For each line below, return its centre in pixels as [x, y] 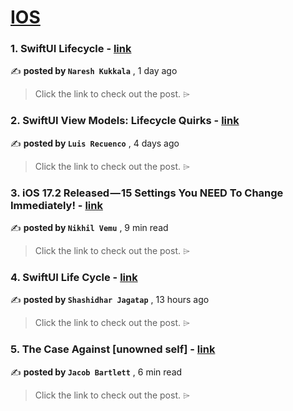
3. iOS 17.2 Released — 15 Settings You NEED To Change [147, 193]
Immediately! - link [56, 205]
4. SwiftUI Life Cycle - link [74, 277]
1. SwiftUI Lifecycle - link [71, 49]
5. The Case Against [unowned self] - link [113, 349]
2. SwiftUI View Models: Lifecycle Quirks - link [125, 121]
